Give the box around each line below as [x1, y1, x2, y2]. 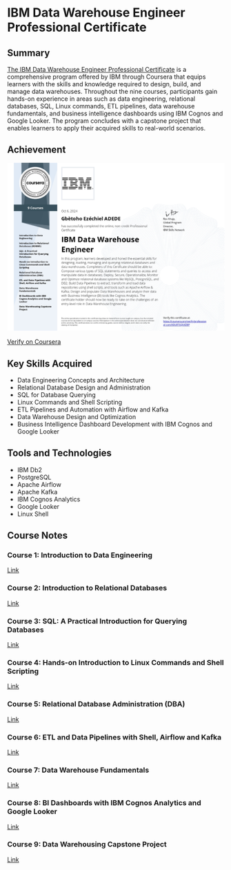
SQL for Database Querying [17, 390, 96, 398]
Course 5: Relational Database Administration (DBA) [7, 699, 185, 709]
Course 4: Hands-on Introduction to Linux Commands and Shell [7, 657, 224, 667]
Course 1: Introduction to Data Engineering [7, 550, 153, 560]
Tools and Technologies [7, 447, 112, 459]
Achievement [7, 144, 66, 156]
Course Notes [7, 530, 68, 541]
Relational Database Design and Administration [17, 383, 151, 391]
